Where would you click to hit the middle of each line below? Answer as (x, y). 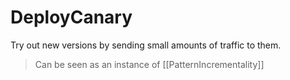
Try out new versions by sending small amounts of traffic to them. (146, 45)
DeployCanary (71, 17)
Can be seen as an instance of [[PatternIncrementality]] (149, 64)
